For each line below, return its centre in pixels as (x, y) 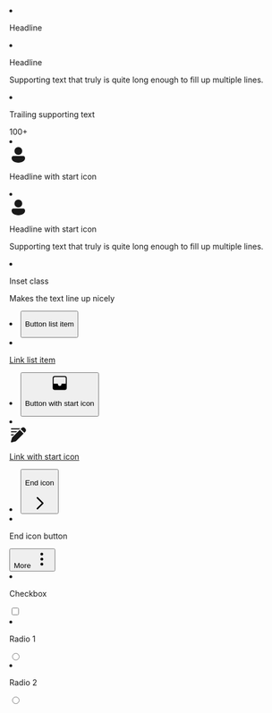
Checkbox (28, 593)
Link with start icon (44, 457)
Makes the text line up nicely (62, 298)
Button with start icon (60, 403)
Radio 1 (22, 639)
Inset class (29, 281)
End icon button (38, 536)
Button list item (50, 324)
